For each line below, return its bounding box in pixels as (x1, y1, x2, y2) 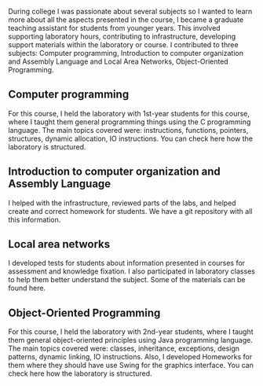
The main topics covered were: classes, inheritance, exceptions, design (8, 344, 240, 353)
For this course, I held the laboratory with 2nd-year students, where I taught (8, 327, 254, 336)
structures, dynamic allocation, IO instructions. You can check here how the (8, 134, 254, 143)
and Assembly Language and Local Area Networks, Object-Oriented (8, 57, 229, 66)
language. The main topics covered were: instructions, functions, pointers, (8, 125, 249, 134)
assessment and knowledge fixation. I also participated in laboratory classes (8, 267, 255, 276)
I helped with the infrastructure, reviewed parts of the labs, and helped (8, 198, 237, 208)
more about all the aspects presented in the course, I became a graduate (8, 15, 244, 24)
